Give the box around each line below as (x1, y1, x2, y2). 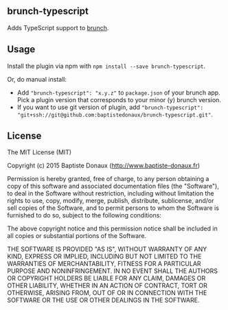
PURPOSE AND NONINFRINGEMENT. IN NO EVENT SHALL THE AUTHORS (7, 267, 218, 275)
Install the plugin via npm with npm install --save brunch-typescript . (7, 62, 206, 70)
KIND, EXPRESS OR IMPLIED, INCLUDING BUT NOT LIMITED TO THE (7, 252, 202, 261)
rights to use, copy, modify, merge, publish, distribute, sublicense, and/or (7, 197, 214, 205)
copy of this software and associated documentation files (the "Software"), (7, 182, 220, 191)
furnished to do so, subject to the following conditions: (7, 211, 161, 219)
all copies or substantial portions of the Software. (7, 232, 146, 240)
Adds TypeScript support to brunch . (7, 23, 109, 32)
